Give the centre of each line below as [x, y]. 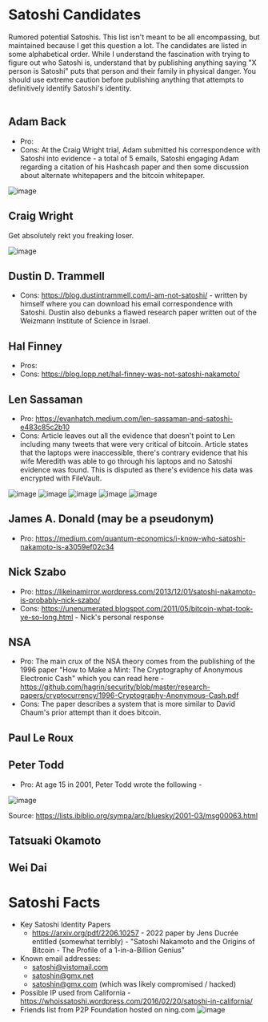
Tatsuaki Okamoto [55, 841]
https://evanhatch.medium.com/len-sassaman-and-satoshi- [134, 418]
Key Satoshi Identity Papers [65, 925]
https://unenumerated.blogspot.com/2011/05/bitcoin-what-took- [147, 608]
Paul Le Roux [41, 738]
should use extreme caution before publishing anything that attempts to [126, 79]
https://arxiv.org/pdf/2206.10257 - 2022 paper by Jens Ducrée [135, 933]
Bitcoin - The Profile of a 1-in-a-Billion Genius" [108, 950]
